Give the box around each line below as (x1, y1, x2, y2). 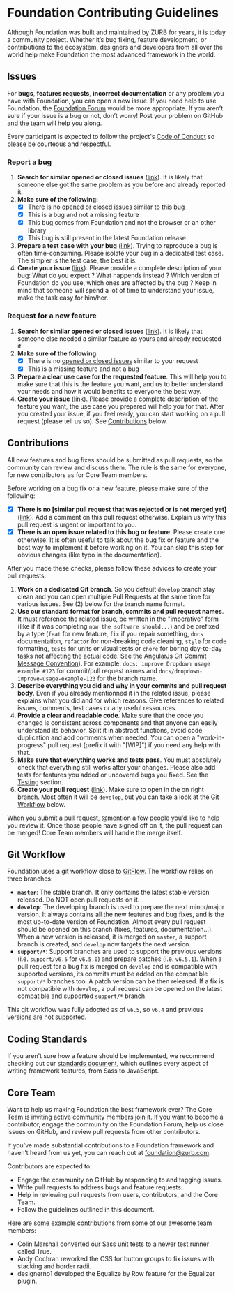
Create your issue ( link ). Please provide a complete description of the (17, 395, 219, 403)
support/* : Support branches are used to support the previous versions (17, 948, 223, 956)
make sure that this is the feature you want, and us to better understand (17, 379, 224, 388)
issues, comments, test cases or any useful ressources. (17, 703, 178, 712)
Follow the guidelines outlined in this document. (17, 1205, 155, 1214)
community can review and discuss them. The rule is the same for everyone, (7, 463, 227, 471)
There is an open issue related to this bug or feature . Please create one (17, 527, 225, 536)
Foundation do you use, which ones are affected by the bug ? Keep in (17, 279, 217, 287)
